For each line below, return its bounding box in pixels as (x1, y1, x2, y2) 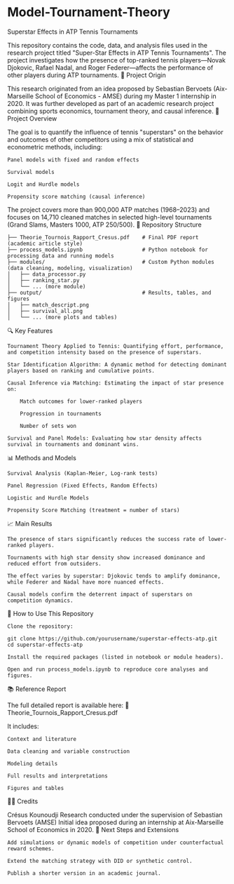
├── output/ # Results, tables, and (7, 289, 212, 296)
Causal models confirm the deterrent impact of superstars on (7, 591, 193, 598)
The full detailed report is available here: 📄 (7, 701, 130, 709)
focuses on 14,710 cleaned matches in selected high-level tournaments (7, 213, 212, 221)
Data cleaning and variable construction (7, 748, 130, 755)
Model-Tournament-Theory (7, 4, 170, 20)
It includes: (7, 722, 39, 730)
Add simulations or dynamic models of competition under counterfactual (7, 839, 224, 846)
